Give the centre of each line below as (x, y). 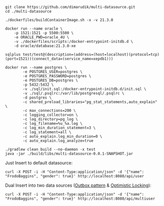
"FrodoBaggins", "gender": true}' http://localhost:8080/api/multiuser (80, 199)
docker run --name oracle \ (34, 29)
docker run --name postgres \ (36, 68)
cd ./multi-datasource (28, 11)
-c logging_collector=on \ (50, 115)
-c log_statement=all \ (47, 132)
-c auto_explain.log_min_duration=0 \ (63, 137)
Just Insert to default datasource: (39, 163)
